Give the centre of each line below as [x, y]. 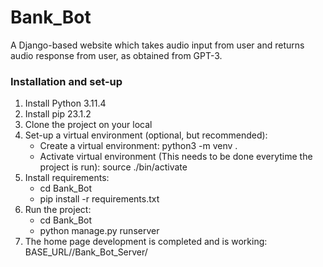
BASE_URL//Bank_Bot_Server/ [86, 252]
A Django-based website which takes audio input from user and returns [157, 45]
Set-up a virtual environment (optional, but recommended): [146, 135]
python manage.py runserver [99, 231]
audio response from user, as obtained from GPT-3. [116, 55]
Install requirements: [67, 178]
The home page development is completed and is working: [146, 242]
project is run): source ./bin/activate [113, 167]
